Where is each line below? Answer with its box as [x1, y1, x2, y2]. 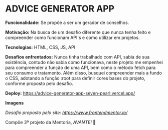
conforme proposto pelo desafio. [5, 80, 74, 86]
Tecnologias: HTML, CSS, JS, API [5, 44, 76, 50]
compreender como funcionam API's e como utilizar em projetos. [5, 34, 140, 40]
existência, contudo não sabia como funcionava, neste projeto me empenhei [5, 59, 163, 65]
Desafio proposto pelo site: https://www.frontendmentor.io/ [5, 109, 128, 115]
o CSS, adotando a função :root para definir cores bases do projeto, [5, 75, 145, 81]
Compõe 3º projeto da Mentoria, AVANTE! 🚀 [5, 119, 96, 125]
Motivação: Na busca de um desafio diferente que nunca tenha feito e [5, 29, 151, 35]
